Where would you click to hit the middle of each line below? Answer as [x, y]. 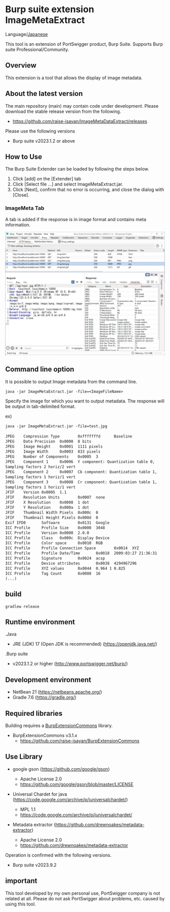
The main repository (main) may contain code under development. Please [82, 106]
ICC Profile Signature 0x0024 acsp [55, 558]
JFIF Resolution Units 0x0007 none [55, 497]
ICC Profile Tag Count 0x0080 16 [53, 573]
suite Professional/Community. [37, 49]
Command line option [40, 369]
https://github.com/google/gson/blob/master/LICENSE [77, 784]
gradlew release [22, 606]
